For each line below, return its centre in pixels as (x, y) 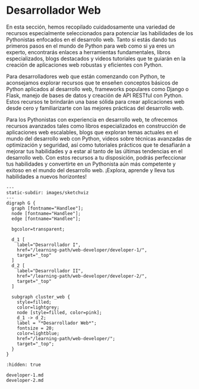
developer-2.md (25, 380)
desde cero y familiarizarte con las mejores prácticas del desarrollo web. (95, 108)
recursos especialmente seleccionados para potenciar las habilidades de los (100, 33)
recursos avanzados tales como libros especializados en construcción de (96, 126)
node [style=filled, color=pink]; (59, 312)
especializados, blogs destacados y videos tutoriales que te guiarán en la (96, 58)
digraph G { (21, 203)
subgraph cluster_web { (41, 297)
